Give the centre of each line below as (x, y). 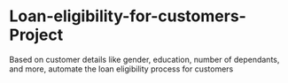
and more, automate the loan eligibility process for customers (121, 69)
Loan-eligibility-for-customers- (128, 16)
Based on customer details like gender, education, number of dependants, (144, 59)
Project (36, 35)
